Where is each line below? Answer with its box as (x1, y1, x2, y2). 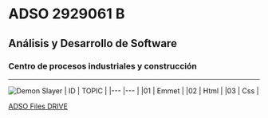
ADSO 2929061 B (8, 5, 125, 23)
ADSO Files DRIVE (8, 101, 68, 111)
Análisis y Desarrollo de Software (8, 37, 178, 50)
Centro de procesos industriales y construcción (8, 61, 197, 72)
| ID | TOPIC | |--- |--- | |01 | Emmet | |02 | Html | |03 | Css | (64, 85, 259, 96)
